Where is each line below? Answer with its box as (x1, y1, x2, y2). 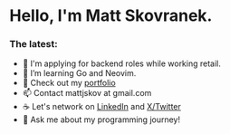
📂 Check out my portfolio (22, 78, 116, 89)
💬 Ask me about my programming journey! (22, 114, 181, 125)
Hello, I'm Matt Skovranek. (9, 5, 213, 26)
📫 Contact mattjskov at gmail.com (22, 88, 152, 99)
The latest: (9, 38, 58, 51)
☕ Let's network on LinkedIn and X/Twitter (22, 101, 181, 112)
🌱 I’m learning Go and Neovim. (22, 68, 137, 79)
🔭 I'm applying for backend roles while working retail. (22, 58, 222, 69)
